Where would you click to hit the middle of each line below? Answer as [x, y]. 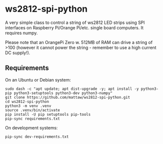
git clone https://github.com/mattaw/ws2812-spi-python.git [68, 97]
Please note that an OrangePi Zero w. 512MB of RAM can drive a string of [79, 42]
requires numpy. [22, 33]
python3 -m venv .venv [28, 106]
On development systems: [31, 127]
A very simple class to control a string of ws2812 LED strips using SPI [75, 22]
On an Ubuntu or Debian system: [38, 80]
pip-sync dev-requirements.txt [37, 137]
